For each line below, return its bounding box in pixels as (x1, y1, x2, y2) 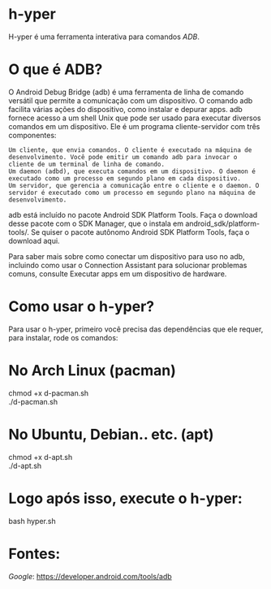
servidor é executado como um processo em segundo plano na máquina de (8, 188, 256, 197)
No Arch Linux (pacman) (8, 362, 176, 379)
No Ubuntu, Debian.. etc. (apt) (8, 425, 214, 444)
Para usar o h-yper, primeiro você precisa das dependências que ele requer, (8, 324, 264, 334)
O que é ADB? (8, 60, 103, 79)
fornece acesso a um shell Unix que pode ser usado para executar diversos (8, 113, 261, 123)
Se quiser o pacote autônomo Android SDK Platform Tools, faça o (31, 227, 250, 236)
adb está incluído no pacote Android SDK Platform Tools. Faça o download (8, 210, 258, 219)
